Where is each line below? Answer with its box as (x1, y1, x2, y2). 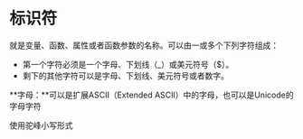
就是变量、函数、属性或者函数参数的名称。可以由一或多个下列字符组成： (9, 40, 279, 51)
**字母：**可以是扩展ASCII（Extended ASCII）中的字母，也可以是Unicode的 (9, 89, 294, 100)
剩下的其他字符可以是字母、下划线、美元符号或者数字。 (22, 69, 229, 81)
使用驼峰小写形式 (9, 119, 73, 131)
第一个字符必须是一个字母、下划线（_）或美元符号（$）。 (22, 59, 234, 69)
